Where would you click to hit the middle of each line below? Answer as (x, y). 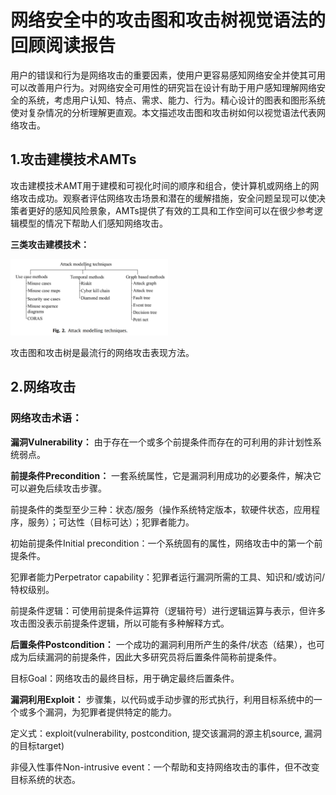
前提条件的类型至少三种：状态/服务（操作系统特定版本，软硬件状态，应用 (161, 509)
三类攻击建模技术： (50, 244)
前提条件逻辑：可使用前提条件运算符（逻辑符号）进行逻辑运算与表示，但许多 (168, 610)
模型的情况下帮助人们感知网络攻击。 (93, 223)
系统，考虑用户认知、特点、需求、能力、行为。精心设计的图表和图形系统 (176, 100)
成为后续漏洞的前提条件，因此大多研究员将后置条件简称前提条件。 (146, 657)
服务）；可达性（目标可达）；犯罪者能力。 (111, 522)
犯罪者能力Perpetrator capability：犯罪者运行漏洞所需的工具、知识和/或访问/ (168, 577)
